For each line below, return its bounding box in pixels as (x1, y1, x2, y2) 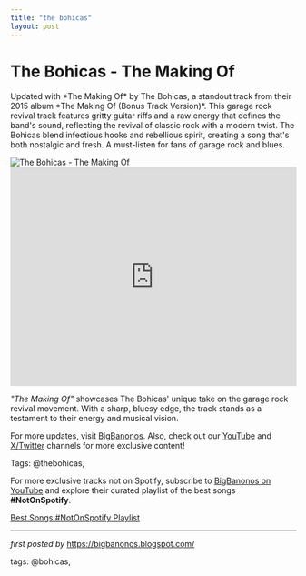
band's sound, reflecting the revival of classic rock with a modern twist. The (10, 120, 295, 131)
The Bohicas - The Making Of (10, 61, 235, 82)
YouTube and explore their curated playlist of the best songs (10, 485, 236, 496)
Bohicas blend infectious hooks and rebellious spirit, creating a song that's (10, 129, 290, 141)
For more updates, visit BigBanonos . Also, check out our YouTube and (10, 430, 271, 441)
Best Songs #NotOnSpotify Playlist (10, 512, 140, 523)
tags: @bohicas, (10, 556, 72, 567)
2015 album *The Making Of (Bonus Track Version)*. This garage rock (10, 101, 272, 112)
